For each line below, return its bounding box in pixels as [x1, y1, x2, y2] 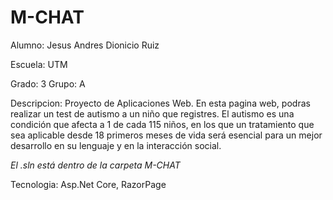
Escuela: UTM [10, 58, 68, 70]
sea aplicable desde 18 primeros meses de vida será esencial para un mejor [10, 129, 323, 141]
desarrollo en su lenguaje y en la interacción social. [10, 139, 222, 151]
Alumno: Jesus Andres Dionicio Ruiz [10, 39, 160, 51]
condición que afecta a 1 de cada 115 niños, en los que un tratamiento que [10, 118, 315, 130]
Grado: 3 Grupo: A [10, 77, 86, 90]
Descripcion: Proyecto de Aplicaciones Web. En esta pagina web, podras [10, 97, 311, 109]
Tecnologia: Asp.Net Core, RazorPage [10, 178, 167, 190]
